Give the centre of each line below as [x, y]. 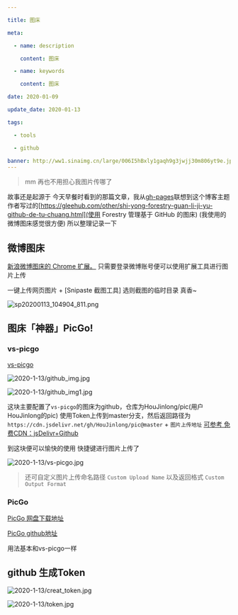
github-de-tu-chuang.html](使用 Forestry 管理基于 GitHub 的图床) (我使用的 [117, 215]
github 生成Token [46, 573]
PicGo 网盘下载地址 [36, 519]
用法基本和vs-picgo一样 [42, 548]
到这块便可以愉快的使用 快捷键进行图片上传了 [73, 448]
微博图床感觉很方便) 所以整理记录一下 [62, 223]
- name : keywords [39, 72]
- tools [25, 135]
